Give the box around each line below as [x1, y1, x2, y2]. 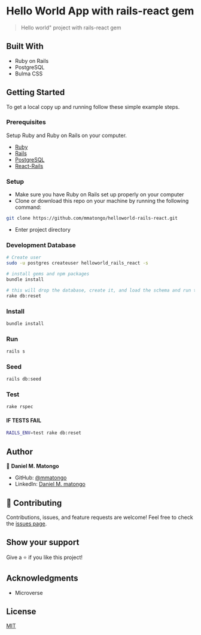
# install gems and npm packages [6, 271, 90, 277]
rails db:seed [6, 376, 42, 382]
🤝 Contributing [6, 498, 62, 508]
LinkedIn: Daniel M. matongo [14, 481, 86, 488]
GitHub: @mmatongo [14, 474, 67, 481]
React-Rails [14, 162, 44, 169]
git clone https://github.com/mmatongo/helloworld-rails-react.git [6, 215, 178, 221]
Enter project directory [14, 226, 71, 233]
